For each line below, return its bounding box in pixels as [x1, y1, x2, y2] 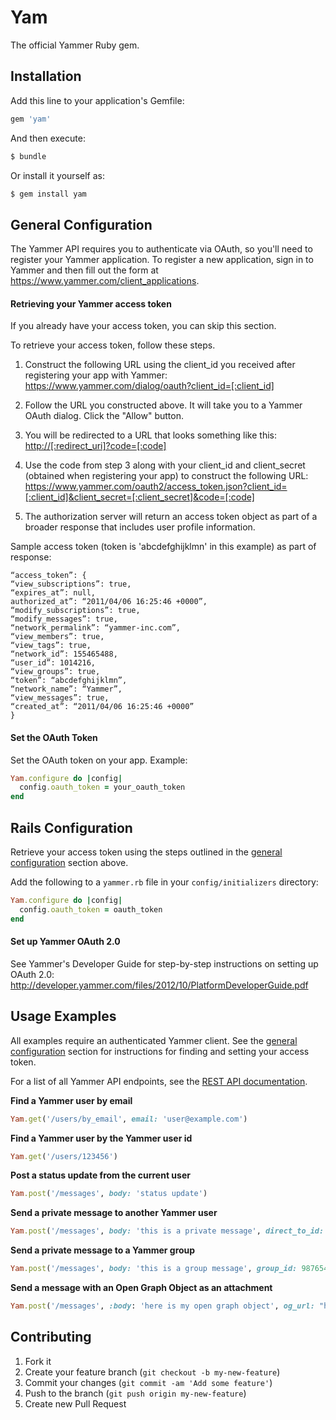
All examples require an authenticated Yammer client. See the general [10, 1034, 298, 1046]
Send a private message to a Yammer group [10, 1244, 196, 1256]
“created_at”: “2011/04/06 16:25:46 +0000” [10, 702, 195, 712]
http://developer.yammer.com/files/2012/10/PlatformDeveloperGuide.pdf [10, 979, 309, 991]
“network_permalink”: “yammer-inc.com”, [10, 623, 182, 633]
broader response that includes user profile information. [24, 521, 256, 533]
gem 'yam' [10, 114, 52, 124]
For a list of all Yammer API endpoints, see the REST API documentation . [10, 1075, 308, 1087]
